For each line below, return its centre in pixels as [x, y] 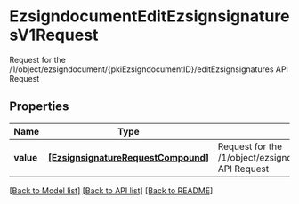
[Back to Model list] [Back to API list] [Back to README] [111, 190]
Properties [39, 107]
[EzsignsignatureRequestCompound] [128, 157]
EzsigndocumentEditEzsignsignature [149, 16]
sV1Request [54, 35]
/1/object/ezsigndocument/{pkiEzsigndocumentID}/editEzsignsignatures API [149, 69]
